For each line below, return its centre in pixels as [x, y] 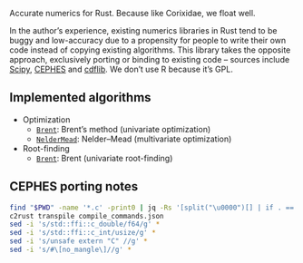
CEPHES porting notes [74, 186]
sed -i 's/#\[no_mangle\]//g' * [70, 249]
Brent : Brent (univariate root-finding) [104, 158]
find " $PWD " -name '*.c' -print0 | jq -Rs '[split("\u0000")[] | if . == [152, 208]
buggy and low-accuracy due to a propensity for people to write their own [148, 40]
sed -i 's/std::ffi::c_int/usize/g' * [83, 233]
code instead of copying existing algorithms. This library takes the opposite [150, 50]
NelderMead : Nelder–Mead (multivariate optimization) [134, 139]
